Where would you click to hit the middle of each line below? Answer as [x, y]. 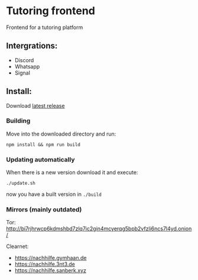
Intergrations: [32, 46]
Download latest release [35, 105]
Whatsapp [27, 66]
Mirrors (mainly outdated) [44, 210]
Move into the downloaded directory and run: [61, 134]
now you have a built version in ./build [54, 194]
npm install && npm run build [43, 144]
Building [18, 121]
